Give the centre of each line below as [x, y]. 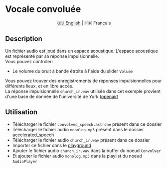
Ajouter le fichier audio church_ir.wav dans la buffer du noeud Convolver [86, 151]
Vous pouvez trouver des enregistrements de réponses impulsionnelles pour [83, 81]
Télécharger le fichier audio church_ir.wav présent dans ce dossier [81, 140]
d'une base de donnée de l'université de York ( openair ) [62, 96]
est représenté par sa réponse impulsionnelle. [52, 56]
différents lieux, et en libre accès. [39, 86]
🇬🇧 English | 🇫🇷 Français [84, 23]
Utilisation [21, 112]
